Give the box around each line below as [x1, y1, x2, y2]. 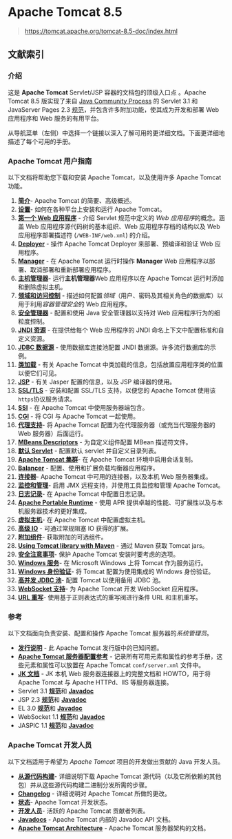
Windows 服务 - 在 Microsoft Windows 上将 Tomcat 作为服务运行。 [17, 558, 207, 566]
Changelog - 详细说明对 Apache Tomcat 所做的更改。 [17, 789, 171, 798]
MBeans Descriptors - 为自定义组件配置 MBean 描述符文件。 [17, 437, 192, 446]
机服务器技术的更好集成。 [17, 506, 91, 515]
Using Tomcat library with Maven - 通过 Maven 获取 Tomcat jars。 [17, 541, 209, 549]
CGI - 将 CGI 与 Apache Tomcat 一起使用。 [17, 412, 140, 420]
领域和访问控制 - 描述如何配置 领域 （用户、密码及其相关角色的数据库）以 [17, 291, 224, 299]
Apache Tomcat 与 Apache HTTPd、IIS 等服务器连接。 [17, 678, 173, 687]
